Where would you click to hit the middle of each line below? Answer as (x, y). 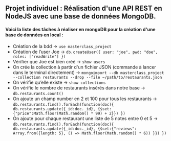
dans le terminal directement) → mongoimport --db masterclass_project (88, 72)
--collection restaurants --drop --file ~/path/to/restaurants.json (87, 77)
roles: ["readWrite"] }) (39, 56)
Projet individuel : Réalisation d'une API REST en (84, 8)
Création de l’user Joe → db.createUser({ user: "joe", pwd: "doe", (85, 52)
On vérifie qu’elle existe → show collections (59, 82)
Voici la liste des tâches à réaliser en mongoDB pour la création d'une (80, 29)
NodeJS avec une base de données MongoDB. (81, 17)
